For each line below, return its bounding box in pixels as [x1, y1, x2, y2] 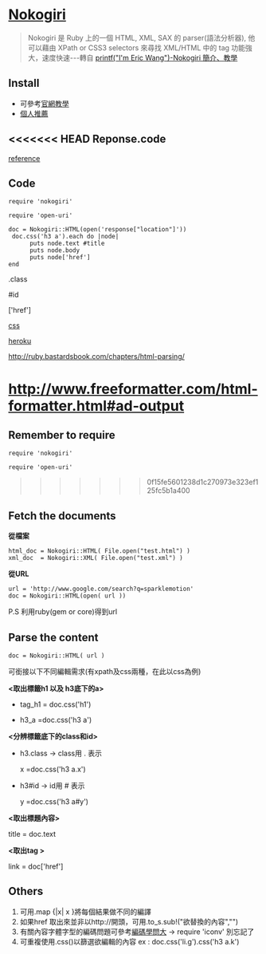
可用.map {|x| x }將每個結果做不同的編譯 [19, 907, 151, 917]
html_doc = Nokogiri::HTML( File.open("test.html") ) [8, 547, 191, 555]
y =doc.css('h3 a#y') [19, 797, 89, 806]
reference [8, 153, 41, 163]
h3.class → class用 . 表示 [19, 748, 102, 758]
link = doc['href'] [8, 861, 64, 871]
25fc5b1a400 [147, 486, 190, 495]
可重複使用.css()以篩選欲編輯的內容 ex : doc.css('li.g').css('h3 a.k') [19, 936, 240, 946]
